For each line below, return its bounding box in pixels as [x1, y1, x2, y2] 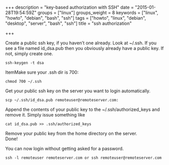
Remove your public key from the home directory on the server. [5, 131, 138, 136]
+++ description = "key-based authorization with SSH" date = [5, 5, 134, 10]
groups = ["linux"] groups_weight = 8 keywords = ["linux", [37, 10, 158, 16]
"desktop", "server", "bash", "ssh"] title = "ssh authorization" [5, 20, 132, 26]
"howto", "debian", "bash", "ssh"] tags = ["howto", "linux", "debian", [5, 15, 146, 21]
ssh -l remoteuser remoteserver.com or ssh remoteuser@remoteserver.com [5, 155, 162, 160]
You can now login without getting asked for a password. [5, 146, 124, 151]
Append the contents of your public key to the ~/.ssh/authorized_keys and [5, 106, 160, 113]
